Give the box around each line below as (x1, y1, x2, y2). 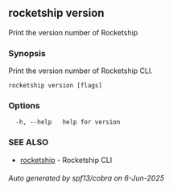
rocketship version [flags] (8, 82, 103, 90)
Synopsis (8, 47, 46, 59)
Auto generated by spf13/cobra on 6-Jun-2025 (8, 173, 165, 183)
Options (8, 100, 40, 112)
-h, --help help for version (15, 118, 121, 127)
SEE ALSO (8, 136, 49, 148)
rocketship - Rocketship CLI (19, 155, 113, 165)
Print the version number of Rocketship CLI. (8, 66, 153, 75)
